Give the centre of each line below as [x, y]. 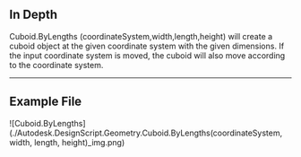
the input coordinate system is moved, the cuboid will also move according [147, 55]
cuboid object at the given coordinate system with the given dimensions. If [147, 46]
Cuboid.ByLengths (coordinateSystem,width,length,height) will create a [141, 36]
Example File [46, 102]
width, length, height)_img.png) [67, 142]
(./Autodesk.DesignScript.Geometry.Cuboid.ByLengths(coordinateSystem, [146, 133]
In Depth [34, 15]
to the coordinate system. [56, 65]
